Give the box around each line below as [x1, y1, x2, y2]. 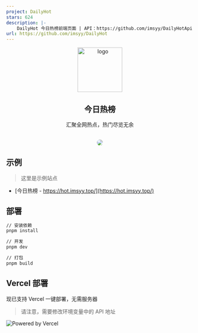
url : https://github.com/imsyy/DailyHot [6, 31, 108, 37]
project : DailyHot [6, 8, 52, 15]
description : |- [6, 20, 46, 26]
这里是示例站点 [20, 174, 58, 181]
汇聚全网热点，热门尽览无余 [66, 121, 134, 128]
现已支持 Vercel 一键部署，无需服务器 [6, 295, 98, 302]
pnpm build [6, 260, 33, 266]
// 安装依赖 [6, 222, 33, 228]
